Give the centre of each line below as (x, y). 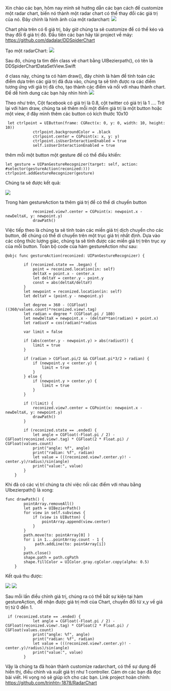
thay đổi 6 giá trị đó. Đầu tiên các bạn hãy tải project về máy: (69, 35)
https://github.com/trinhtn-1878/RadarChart (51, 683)
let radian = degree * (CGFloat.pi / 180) (69, 314)
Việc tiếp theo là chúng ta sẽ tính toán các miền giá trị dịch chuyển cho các (84, 230)
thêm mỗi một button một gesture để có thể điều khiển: (63, 155)
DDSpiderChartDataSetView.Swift (41, 66)
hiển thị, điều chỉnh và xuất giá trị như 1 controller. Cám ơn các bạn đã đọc (83, 672)
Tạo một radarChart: (27, 51)
